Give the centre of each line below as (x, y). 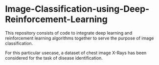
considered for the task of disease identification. (54, 58)
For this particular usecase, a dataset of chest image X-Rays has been (76, 53)
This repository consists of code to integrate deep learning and (69, 33)
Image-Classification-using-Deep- (77, 9)
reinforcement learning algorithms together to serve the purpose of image (79, 38)
